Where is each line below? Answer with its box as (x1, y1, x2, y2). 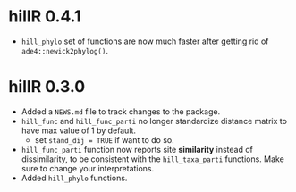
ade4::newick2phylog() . (21, 45, 109, 55)
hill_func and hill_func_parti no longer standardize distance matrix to (21, 115, 288, 126)
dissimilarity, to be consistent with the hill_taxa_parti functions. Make (21, 154, 285, 164)
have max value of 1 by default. (21, 125, 136, 136)
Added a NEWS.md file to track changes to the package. (21, 105, 221, 117)
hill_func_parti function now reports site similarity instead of (21, 144, 254, 154)
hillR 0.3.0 (8, 77, 86, 97)
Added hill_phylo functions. (21, 172, 128, 183)
